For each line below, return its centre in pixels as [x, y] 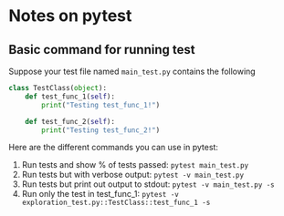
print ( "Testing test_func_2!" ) [101, 130]
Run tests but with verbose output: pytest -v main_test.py [132, 175]
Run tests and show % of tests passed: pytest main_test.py [135, 165]
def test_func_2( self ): [70, 121]
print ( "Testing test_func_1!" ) [101, 105]
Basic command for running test [102, 50]
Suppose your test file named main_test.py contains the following [132, 71]
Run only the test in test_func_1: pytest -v [100, 194]
